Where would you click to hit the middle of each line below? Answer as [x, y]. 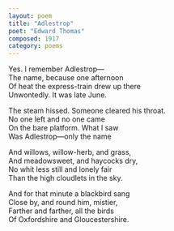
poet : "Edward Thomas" [47, 31]
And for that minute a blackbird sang [69, 194]
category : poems [36, 46]
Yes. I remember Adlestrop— [57, 69]
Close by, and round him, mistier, [63, 203]
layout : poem [30, 16]
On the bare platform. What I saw [64, 128]
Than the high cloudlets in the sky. [66, 178]
